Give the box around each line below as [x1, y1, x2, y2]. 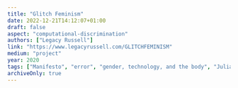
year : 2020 [7, 57, 40, 64]
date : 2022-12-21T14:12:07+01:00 [7, 17, 106, 24]
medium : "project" [7, 50, 62, 57]
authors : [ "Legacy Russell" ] [7, 37, 93, 44]
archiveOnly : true [7, 70, 62, 77]
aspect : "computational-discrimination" [7, 30, 129, 38]
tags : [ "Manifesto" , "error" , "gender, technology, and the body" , [7, 63, 211, 70]
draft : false [7, 23, 46, 31]
